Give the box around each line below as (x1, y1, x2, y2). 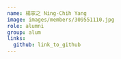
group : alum (7, 28, 41, 36)
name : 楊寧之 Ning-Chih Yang (7, 9, 88, 17)
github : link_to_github (13, 41, 81, 48)
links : (7, 35, 26, 42)
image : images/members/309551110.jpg (7, 16, 115, 23)
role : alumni (7, 22, 44, 29)
